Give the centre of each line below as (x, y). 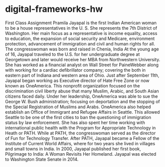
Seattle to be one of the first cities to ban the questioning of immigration (78, 117)
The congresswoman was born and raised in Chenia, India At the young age (82, 49)
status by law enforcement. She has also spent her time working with (75, 123)
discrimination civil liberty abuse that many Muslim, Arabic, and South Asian (82, 91)
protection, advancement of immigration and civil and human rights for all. (80, 43)
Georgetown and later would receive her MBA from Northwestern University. (83, 59)
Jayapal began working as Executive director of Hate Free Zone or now (77, 81)
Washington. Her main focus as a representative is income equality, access (81, 33)
